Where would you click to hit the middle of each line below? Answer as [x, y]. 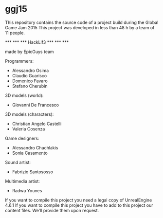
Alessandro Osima [30, 70]
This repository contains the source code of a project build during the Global [82, 22]
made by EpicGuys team [30, 52]
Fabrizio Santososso [33, 172]
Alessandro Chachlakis [35, 147]
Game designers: [22, 138]
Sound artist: [18, 162]
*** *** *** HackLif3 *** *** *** [37, 42]
